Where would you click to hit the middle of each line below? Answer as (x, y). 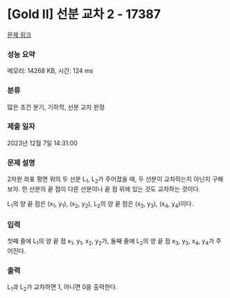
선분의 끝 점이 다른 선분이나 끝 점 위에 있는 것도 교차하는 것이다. (115, 189)
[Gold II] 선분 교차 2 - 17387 (84, 14)
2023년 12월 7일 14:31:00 (42, 143)
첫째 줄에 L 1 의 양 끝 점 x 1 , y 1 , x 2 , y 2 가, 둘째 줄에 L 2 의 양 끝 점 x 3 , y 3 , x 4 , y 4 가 (111, 242)
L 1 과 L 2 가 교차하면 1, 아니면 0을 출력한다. (62, 288)
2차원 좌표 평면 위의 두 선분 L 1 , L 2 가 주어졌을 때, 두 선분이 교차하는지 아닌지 (109, 179)
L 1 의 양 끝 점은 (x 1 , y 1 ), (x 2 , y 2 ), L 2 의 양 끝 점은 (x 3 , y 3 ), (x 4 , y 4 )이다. (100, 204)
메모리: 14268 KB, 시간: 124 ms (50, 71)
